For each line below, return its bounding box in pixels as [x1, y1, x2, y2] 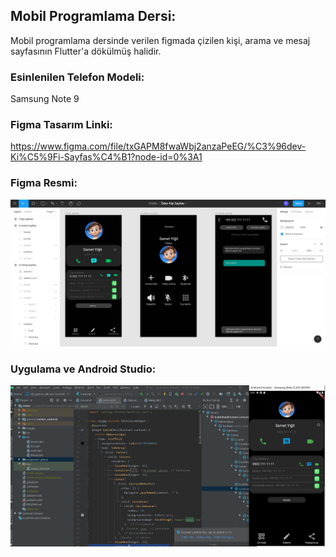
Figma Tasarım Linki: [10, 118, 113, 132]
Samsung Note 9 [10, 93, 80, 105]
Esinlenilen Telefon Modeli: [10, 70, 145, 84]
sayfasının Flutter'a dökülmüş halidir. [10, 45, 162, 57]
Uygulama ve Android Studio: [10, 362, 157, 376]
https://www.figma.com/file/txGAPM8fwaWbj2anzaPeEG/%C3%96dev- [10, 140, 307, 153]
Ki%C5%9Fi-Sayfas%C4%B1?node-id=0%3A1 [10, 151, 203, 163]
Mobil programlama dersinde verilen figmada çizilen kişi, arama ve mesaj [10, 34, 311, 46]
